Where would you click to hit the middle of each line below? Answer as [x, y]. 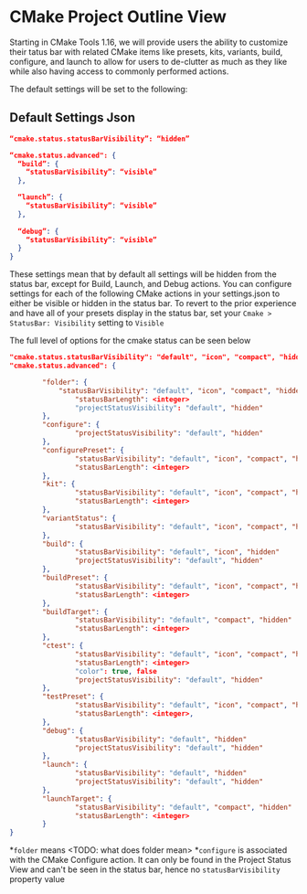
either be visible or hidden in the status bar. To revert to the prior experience [153, 303]
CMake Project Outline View [118, 17]
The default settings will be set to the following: [99, 89]
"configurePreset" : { [84, 450]
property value [37, 879]
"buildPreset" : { [75, 578]
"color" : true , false [116, 671]
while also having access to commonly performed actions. [119, 71]
